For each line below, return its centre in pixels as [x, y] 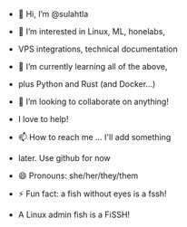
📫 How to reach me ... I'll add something [94, 137]
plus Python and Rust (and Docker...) [87, 84]
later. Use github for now [64, 158]
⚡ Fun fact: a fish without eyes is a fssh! [92, 194]
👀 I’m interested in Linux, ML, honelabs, [92, 31]
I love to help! [43, 119]
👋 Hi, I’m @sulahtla [53, 14]
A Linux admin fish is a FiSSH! [74, 214]
